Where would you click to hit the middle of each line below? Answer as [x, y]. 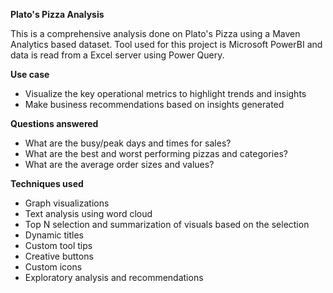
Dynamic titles [54, 235]
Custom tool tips [58, 245]
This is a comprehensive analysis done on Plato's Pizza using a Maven [155, 33]
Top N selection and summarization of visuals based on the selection [167, 224]
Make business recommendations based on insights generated [154, 104]
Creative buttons [59, 256]
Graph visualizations [67, 203]
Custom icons [53, 267]
